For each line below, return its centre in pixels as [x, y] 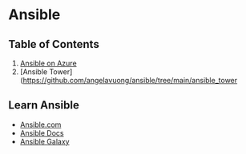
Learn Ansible [44, 105]
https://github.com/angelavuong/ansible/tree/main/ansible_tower [130, 80]
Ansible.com [40, 124]
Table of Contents [54, 44]
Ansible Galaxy [44, 141]
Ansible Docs [42, 132]
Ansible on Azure [48, 63]
